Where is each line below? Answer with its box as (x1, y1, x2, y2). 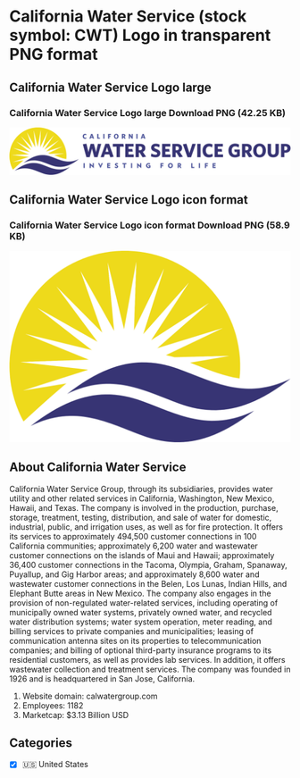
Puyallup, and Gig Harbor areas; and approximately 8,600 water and (9, 569, 260, 580)
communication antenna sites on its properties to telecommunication (9, 635, 262, 646)
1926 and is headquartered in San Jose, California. (9, 673, 196, 684)
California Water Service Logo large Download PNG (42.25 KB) (9, 106, 286, 119)
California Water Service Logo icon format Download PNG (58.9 (9, 219, 290, 231)
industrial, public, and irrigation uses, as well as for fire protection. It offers (9, 521, 284, 532)
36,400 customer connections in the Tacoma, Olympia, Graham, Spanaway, (9, 559, 287, 570)
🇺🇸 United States (21, 759, 89, 770)
